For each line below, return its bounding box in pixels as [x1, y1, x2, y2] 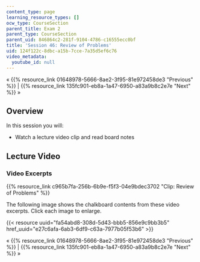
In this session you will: [6, 122, 64, 129]
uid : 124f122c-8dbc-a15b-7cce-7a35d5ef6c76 [6, 48, 117, 54]
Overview [6, 106, 44, 116]
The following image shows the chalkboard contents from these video [6, 201, 180, 208]
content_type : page [6, 8, 55, 15]
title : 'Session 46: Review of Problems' [6, 43, 112, 49]
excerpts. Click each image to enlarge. [6, 207, 102, 214]
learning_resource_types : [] [6, 14, 80, 20]
